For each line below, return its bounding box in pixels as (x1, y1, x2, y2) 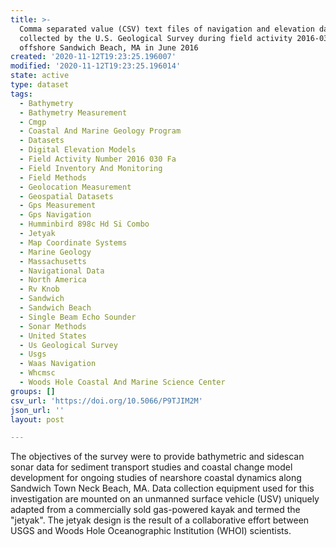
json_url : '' (10, 405, 65, 415)
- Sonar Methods (19, 321, 87, 331)
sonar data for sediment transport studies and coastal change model (10, 461, 293, 473)
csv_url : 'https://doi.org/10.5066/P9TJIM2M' (10, 396, 203, 406)
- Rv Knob (19, 284, 60, 295)
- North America (19, 275, 87, 285)
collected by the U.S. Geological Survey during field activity (19, 33, 293, 43)
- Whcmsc (19, 368, 56, 378)
